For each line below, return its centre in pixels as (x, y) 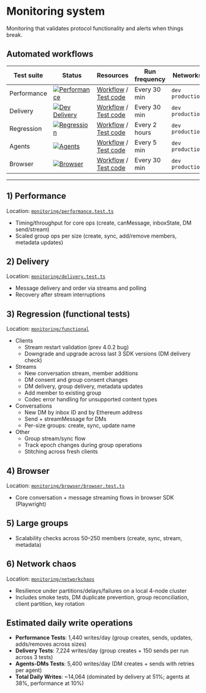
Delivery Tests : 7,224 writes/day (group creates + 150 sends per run (102, 651)
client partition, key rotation (50, 603)
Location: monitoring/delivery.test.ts (56, 276)
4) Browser (28, 471)
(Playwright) (31, 504)
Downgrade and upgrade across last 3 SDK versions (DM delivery (108, 354)
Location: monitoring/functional (48, 329)
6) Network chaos (41, 564)
